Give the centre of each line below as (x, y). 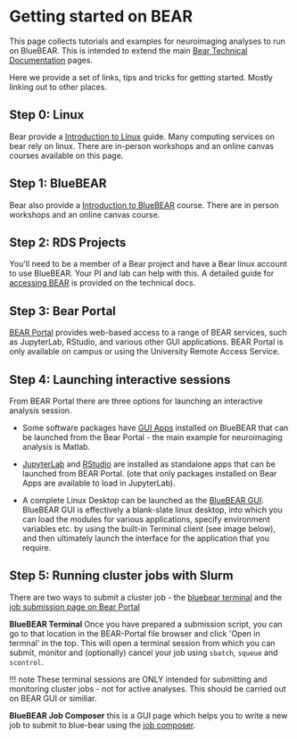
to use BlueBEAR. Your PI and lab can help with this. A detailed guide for (142, 273)
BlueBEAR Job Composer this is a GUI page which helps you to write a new (148, 715)
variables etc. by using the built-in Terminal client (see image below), (149, 529)
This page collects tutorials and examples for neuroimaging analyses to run (147, 41)
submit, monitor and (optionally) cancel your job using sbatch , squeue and (144, 652)
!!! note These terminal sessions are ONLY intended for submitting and (138, 679)
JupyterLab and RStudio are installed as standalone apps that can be (149, 464)
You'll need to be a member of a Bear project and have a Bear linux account (148, 264)
